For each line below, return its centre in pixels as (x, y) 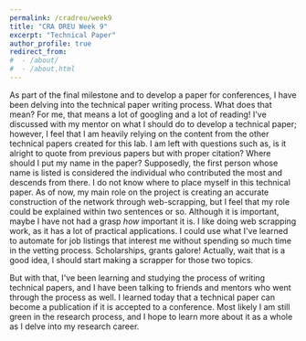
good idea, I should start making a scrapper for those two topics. (132, 260)
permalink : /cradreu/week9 (61, 18)
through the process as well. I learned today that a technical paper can (142, 297)
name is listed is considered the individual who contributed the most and (146, 172)
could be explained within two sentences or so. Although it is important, (144, 211)
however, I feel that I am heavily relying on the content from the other (139, 133)
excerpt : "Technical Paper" (63, 35)
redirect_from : (38, 52)
